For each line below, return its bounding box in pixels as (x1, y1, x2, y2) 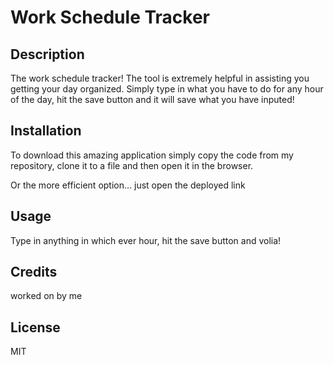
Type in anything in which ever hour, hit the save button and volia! (10, 234, 282, 246)
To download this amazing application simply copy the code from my (10, 149, 294, 161)
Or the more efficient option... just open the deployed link (10, 179, 246, 191)
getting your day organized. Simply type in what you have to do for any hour (10, 83, 324, 95)
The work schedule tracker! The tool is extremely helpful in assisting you (10, 72, 310, 84)
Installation (10, 122, 82, 140)
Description (10, 46, 85, 63)
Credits (10, 264, 58, 281)
